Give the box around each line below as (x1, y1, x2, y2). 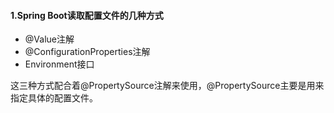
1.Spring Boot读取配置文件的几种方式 (10, 9, 164, 21)
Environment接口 (24, 58, 95, 70)
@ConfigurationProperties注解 (24, 46, 151, 58)
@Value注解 (24, 33, 75, 45)
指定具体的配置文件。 (10, 92, 98, 104)
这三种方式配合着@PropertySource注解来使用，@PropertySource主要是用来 (10, 80, 325, 92)
